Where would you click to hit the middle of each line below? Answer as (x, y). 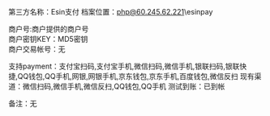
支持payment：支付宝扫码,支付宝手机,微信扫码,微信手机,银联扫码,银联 (124, 66)
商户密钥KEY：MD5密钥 (48, 39)
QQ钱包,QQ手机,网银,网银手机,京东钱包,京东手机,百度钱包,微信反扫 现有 (136, 76)
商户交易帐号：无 (37, 49)
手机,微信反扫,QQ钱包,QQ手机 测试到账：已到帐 (146, 86)
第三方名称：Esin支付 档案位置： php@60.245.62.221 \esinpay (111, 12)
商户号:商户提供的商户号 (49, 29)
